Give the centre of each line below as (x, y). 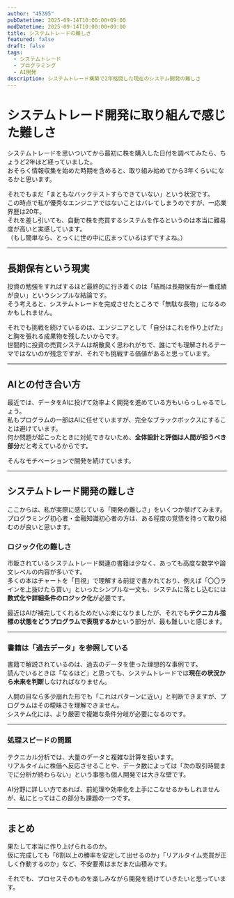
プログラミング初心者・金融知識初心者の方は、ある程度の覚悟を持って (108, 518)
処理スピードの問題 (39, 740)
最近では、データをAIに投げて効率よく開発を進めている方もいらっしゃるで (114, 402)
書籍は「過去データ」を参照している (68, 648)
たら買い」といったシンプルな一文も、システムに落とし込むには (135, 589)
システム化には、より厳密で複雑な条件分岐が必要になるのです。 (98, 714)
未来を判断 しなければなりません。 (62, 682)
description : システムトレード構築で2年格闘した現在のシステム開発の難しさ (104, 78)
